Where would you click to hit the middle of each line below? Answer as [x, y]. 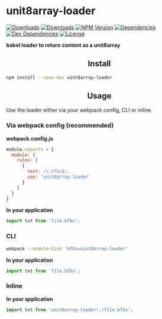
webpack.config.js [30, 138]
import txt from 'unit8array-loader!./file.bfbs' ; [70, 310]
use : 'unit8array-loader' [59, 177]
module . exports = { [30, 149]
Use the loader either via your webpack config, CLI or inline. [79, 110]
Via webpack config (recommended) [60, 126]
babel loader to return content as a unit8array [63, 45]
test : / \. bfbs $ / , [48, 171]
